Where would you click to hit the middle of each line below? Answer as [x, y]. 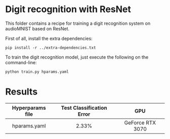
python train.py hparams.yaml [37, 72]
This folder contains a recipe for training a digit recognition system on [78, 23]
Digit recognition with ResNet [68, 9]
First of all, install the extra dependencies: [49, 38]
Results [22, 92]
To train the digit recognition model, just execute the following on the [77, 57]
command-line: [21, 62]
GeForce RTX [140, 122]
